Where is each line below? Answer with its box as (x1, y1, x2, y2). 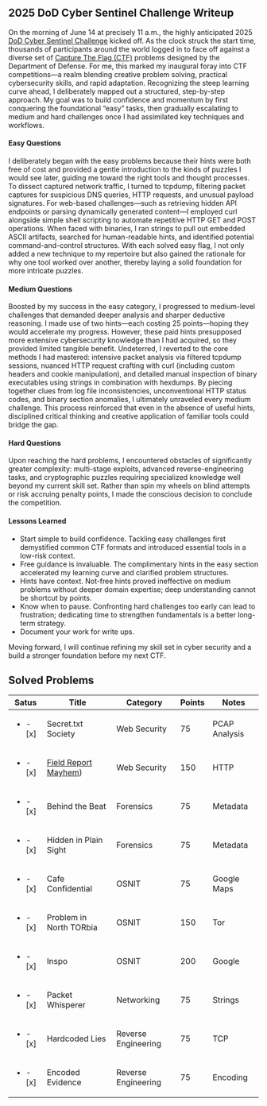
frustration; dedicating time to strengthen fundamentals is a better (19, 609, 237, 619)
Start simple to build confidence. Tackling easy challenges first (19, 534, 226, 543)
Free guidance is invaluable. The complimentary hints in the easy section (19, 559, 259, 569)
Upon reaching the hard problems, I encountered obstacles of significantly (8, 456, 253, 466)
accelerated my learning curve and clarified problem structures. (19, 567, 229, 577)
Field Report (46, 757, 93, 768)
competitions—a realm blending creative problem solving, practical (8, 69, 228, 79)
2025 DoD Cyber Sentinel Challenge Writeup (8, 6, 234, 20)
